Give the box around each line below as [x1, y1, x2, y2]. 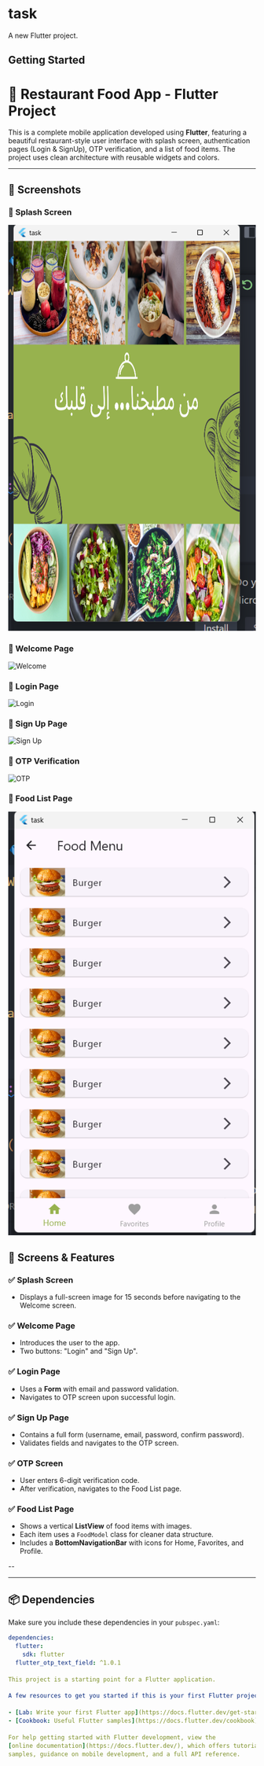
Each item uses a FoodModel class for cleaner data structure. [19, 1530, 214, 1540]
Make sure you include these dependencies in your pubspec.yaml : [8, 1617, 220, 1628]
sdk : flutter [22, 1650, 65, 1659]
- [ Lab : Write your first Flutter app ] [8, 1709, 139, 1716]
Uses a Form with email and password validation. [19, 1384, 179, 1393]
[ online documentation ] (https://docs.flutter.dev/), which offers [8, 1742, 230, 1749]
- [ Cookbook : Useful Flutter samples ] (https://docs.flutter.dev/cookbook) [8, 1717, 258, 1725]
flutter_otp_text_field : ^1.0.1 [15, 1658, 122, 1667]
